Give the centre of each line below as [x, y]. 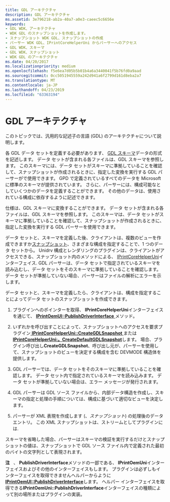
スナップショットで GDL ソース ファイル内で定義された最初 [102, 446]
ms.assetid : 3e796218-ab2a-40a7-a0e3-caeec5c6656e [60, 19]
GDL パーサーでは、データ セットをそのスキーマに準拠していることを [84, 369]
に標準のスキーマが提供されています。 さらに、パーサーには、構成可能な [81, 185]
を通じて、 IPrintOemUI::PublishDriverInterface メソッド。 [75, 316]
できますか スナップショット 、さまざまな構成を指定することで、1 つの [82, 244]
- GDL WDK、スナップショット [32, 52]
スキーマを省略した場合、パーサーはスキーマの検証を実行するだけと [76, 439]
